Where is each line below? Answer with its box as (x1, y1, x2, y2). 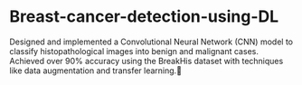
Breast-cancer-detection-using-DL (9, 6, 279, 27)
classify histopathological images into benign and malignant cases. (9, 45, 260, 56)
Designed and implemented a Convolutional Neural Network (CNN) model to (9, 36, 294, 47)
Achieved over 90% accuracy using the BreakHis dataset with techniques (9, 55, 284, 66)
